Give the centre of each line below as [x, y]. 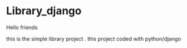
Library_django [44, 11]
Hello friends [22, 27]
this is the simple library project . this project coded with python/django [94, 39]
